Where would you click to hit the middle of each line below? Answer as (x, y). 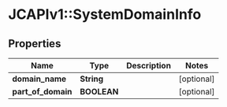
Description (149, 66)
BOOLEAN (99, 92)
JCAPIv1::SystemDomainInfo (105, 15)
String (92, 79)
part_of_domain (42, 92)
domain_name (39, 79)
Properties (35, 44)
